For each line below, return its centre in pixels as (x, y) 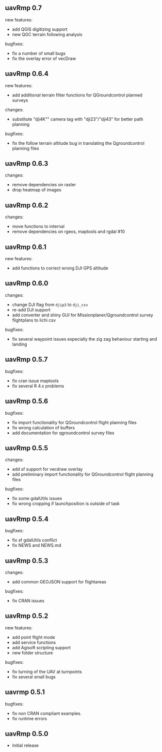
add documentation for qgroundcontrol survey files (63, 433)
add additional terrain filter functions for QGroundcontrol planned (77, 95)
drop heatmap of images (37, 190)
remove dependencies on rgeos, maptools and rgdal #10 (68, 231)
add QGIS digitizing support (40, 29)
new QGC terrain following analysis (47, 34)
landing (20, 344)
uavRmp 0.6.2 (27, 205)
